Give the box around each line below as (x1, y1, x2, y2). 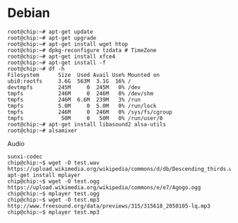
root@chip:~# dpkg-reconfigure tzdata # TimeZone (7, 47, 157, 54)
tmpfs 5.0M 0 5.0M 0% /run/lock (7, 102, 157, 109)
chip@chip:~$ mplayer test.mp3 (7, 208, 100, 216)
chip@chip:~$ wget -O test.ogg (7, 178, 100, 185)
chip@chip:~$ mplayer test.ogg (7, 190, 100, 197)
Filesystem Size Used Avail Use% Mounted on (7, 71, 160, 78)
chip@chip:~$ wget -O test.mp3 (7, 196, 100, 203)
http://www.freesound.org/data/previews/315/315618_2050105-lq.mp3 (7, 203, 211, 210)
